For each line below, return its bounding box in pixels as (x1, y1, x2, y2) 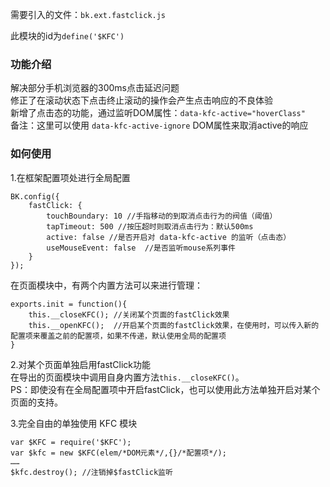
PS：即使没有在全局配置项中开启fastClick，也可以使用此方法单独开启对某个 (10, 383, 321, 395)
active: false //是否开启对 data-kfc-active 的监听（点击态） (46, 232, 292, 242)
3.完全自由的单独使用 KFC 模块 (10, 417, 138, 429)
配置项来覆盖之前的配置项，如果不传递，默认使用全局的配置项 (10, 331, 227, 341)
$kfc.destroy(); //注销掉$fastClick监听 (10, 467, 173, 477)
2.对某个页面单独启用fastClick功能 (10, 358, 152, 370)
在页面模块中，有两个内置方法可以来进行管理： (10, 279, 203, 291)
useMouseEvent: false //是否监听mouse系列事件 (46, 243, 237, 253)
